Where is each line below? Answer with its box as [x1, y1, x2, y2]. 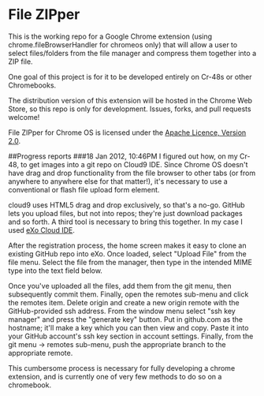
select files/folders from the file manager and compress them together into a [8, 48, 257, 58]
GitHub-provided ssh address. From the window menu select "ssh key [8, 306, 236, 316]
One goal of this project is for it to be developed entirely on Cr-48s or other [8, 72, 252, 81]
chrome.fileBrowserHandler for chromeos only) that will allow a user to [8, 39, 238, 49]
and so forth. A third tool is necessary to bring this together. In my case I [8, 217, 243, 226]
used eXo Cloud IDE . [8, 225, 75, 234]
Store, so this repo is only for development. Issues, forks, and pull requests [8, 104, 251, 114]
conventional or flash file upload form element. [8, 185, 160, 194]
